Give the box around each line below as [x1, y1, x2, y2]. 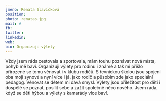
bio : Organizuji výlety [5, 44, 55, 49]
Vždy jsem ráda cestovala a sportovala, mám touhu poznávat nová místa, [5, 58, 156, 64]
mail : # [5, 21, 22, 26]
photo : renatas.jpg [5, 16, 46, 21]
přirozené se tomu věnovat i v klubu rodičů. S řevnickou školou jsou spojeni [5, 68, 161, 75]
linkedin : [5, 35, 26, 40]
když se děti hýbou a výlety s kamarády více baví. [5, 90, 109, 96]
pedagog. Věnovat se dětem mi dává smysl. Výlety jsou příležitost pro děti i [5, 79, 160, 85]
